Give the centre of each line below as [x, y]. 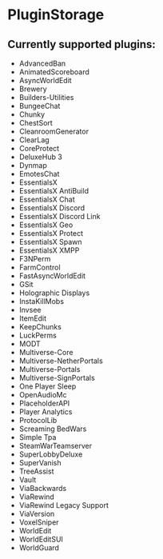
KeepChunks [40, 327]
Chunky [32, 114]
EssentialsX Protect [51, 233]
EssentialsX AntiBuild [54, 191]
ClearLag [34, 140]
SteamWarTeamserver [56, 446]
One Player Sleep [48, 386]
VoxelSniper [39, 522]
